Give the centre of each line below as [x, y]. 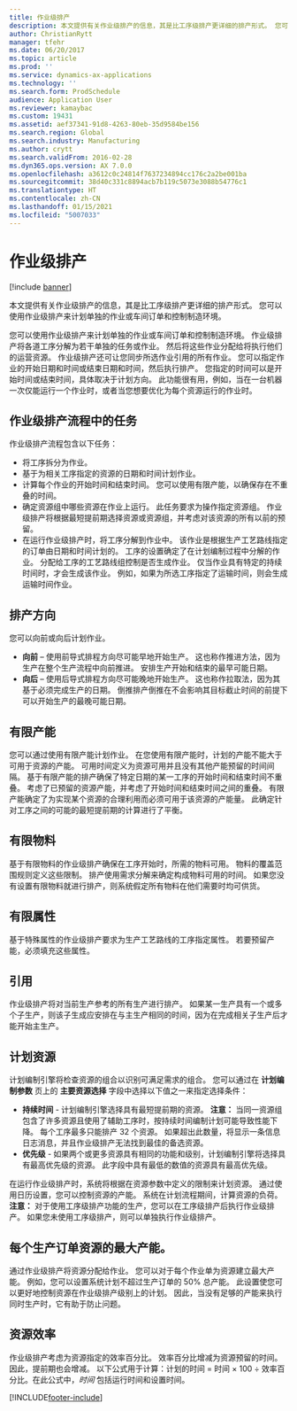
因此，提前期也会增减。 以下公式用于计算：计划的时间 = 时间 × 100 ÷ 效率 [143, 1368]
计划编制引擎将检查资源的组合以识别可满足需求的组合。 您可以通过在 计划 [143, 1080]
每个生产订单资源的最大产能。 [91, 1248]
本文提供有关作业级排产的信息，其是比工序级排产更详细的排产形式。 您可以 [146, 305]
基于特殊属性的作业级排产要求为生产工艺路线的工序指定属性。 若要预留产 [142, 939]
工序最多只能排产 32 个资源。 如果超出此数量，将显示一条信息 [168, 1132]
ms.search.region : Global [57, 133]
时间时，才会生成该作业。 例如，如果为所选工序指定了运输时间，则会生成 [155, 573]
